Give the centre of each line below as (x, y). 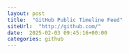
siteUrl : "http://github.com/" (54, 26)
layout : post (26, 13)
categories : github (36, 39)
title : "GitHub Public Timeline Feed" (65, 20)
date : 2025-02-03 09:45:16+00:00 (58, 33)
